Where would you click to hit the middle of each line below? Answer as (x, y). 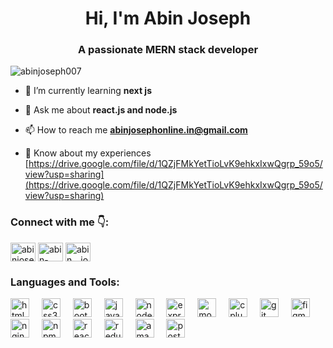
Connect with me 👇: (60, 222)
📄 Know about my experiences (88, 153)
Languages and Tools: (65, 282)
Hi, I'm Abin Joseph (168, 18)
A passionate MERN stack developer (168, 50)
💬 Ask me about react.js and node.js (101, 110)
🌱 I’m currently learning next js (88, 91)
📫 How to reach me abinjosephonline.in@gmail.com (136, 130)
